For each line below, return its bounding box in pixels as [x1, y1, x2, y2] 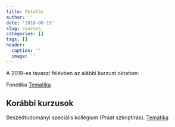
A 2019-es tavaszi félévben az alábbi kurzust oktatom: [6, 69, 139, 76]
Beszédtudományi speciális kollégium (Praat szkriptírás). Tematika [6, 114, 169, 121]
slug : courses [6, 25, 42, 32]
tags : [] [6, 36, 28, 42]
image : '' [11, 53, 36, 59]
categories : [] [6, 31, 44, 37]
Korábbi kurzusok [6, 98, 74, 109]
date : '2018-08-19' [6, 20, 55, 26]
